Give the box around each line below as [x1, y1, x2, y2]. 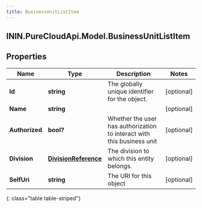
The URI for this [107, 171, 152, 180]
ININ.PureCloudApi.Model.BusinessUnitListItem [6, 31, 191, 42]
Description [116, 69, 151, 78]
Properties [6, 52, 47, 62]
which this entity [107, 154, 155, 163]
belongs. [107, 162, 132, 170]
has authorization [107, 122, 157, 130]
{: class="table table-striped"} [6, 194, 81, 202]
